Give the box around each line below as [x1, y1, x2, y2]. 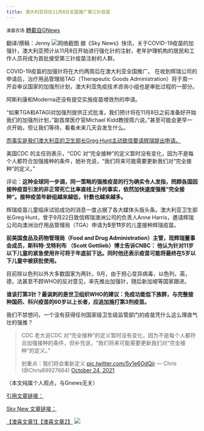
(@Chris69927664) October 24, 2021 [21, 366, 115, 374]
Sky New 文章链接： [6, 405, 57, 412]
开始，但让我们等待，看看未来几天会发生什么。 [11, 124, 129, 131]
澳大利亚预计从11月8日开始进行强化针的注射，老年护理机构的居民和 [22, 47, 190, 54]
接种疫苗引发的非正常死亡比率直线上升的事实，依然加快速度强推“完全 [6, 185, 180, 192]
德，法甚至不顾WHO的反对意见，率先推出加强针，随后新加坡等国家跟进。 [6, 278, 190, 285]
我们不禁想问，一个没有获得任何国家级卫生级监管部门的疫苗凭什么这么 [6, 311, 182, 318]
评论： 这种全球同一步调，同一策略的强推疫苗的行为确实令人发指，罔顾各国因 [6, 178, 198, 185]
